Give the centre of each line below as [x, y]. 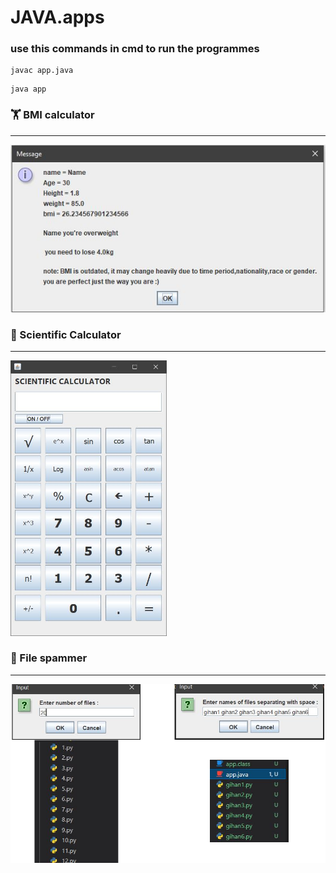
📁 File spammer [49, 658]
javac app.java [42, 71]
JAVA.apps [57, 17]
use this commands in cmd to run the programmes [135, 49]
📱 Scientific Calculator [66, 334]
